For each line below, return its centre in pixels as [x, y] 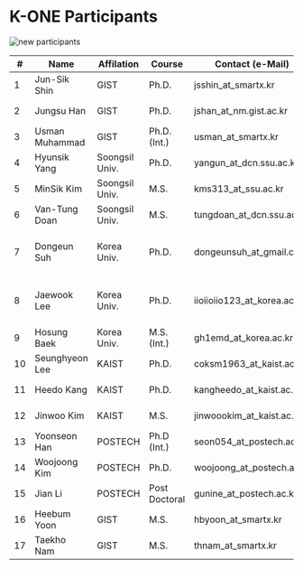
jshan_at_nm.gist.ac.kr [241, 110]
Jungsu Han [60, 110]
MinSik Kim [59, 189]
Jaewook [54, 294]
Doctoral [167, 499]
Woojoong [56, 462]
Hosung [51, 331]
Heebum [53, 514]
